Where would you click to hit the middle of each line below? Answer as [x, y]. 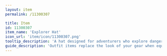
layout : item [19, 10]
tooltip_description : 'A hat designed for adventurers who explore [77, 42]
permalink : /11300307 [28, 14]
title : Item [17, 23]
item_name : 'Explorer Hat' [33, 32]
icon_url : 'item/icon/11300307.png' [43, 37]
